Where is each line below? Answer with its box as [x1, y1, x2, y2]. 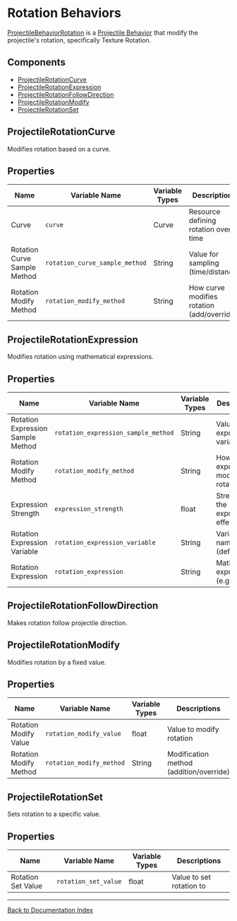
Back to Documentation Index [7, 906, 94, 915]
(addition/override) [166, 767, 231, 777]
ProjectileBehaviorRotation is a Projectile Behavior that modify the [7, 28, 199, 37]
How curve [188, 283, 226, 293]
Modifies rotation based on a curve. [7, 144, 111, 153]
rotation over [188, 224, 231, 234]
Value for [188, 249, 219, 259]
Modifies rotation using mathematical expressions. [7, 353, 154, 361]
